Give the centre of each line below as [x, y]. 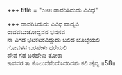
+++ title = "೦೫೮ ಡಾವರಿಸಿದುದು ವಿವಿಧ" [53, 10]
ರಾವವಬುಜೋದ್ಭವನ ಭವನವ [36, 32]
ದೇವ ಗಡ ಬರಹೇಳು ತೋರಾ [35, 55]
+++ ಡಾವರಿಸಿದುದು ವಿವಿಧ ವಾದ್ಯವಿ [43, 24]
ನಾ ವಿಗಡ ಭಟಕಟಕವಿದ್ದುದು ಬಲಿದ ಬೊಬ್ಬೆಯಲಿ [54, 40]
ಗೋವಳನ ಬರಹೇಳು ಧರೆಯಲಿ [37, 47]
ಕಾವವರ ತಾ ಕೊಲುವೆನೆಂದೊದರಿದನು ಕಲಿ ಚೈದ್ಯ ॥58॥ [62, 63]
